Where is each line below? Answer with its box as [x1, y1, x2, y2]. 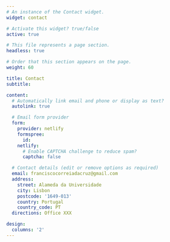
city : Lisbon [17, 187, 50, 193]
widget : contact [6, 15, 47, 21]
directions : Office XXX [12, 210, 72, 216]
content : [6, 92, 29, 98]
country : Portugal [17, 199, 64, 205]
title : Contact [6, 75, 45, 81]
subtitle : [6, 81, 32, 87]
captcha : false [22, 154, 61, 160]
